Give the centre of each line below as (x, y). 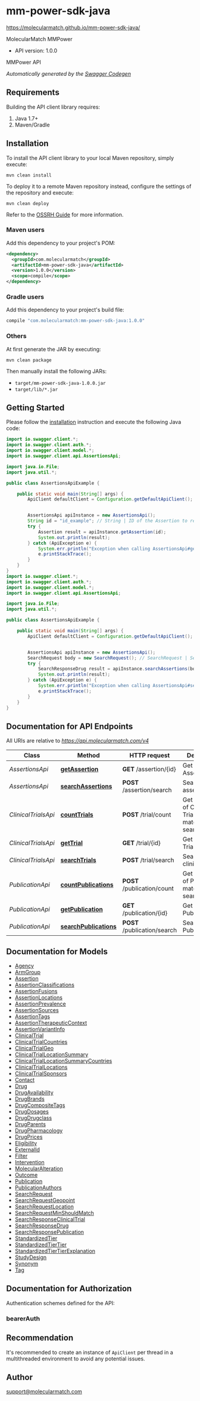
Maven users (25, 230)
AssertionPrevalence (40, 1004)
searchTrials (78, 860)
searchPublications (89, 927)
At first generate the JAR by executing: (54, 349)
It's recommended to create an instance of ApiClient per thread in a (90, 1352)
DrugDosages (32, 1112)
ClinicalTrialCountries (41, 1042)
